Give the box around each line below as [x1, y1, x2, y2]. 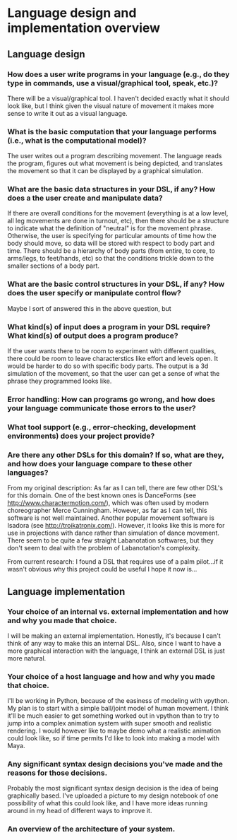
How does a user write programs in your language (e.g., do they [7, 69, 230, 79]
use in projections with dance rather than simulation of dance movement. [7, 528, 220, 538]
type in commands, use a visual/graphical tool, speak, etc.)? [7, 78, 219, 88]
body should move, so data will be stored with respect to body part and [7, 239, 215, 248]
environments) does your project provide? [7, 431, 155, 441]
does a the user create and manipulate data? [7, 193, 164, 203]
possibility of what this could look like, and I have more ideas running [7, 799, 208, 808]
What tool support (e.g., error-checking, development [7, 422, 196, 432]
